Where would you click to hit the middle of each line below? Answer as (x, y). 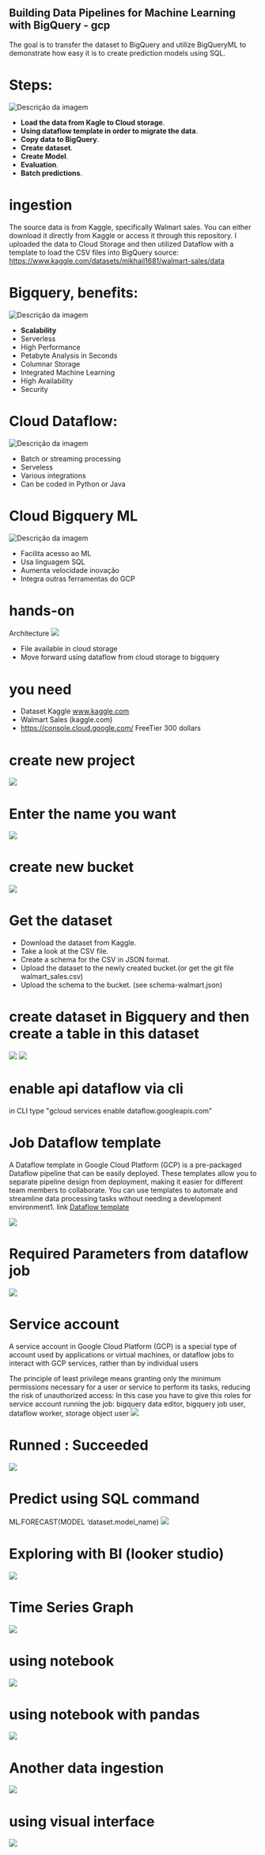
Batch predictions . (51, 173)
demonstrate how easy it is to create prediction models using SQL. (117, 53)
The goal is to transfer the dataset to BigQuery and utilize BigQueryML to (128, 44)
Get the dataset (61, 921)
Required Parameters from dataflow (129, 1254)
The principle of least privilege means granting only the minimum (115, 1378)
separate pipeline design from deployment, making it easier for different (126, 1181)
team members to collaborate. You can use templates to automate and (123, 1190)
